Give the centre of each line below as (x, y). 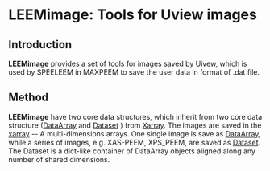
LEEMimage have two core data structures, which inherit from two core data (135, 116)
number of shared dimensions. (59, 159)
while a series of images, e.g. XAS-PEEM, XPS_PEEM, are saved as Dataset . (135, 142)
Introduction (40, 45)
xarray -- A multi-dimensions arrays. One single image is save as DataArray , (135, 133)
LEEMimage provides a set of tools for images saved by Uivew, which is (128, 63)
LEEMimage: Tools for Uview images (133, 15)
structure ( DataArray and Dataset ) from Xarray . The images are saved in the (135, 125)
